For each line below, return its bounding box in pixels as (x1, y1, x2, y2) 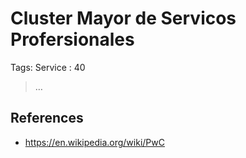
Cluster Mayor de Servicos (10, 7, 237, 30)
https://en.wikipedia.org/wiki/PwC (24, 136, 165, 148)
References (10, 110, 84, 127)
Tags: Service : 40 (10, 61, 86, 73)
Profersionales (10, 28, 135, 51)
